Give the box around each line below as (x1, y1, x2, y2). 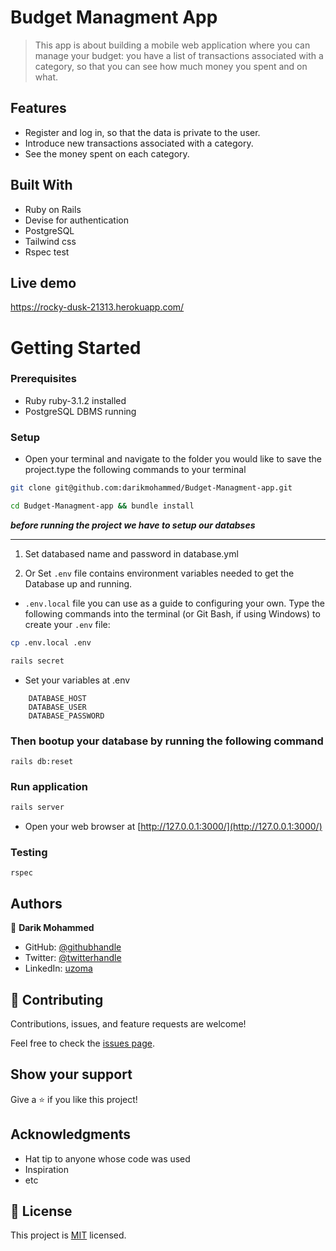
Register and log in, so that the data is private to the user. (24, 126, 261, 138)
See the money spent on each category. (24, 147, 190, 160)
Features (10, 100, 67, 117)
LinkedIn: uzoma (24, 962, 93, 975)
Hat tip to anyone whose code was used (24, 1152, 191, 1165)
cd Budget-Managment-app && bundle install (10, 501, 195, 511)
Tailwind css (24, 235, 77, 247)
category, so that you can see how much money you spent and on (34, 60, 308, 72)
